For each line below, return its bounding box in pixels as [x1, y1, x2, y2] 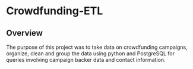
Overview [6, 28, 43, 38]
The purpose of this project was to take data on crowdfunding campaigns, [6, 43, 188, 51]
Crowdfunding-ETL [6, 4, 103, 18]
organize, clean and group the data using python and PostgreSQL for [6, 50, 175, 57]
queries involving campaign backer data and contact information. [6, 57, 166, 63]
